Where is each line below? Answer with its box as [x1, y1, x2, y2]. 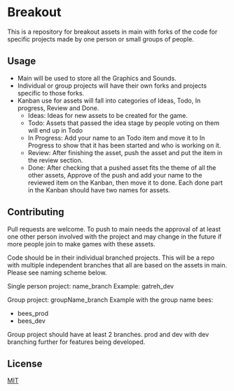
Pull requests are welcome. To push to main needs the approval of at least [7, 225, 221, 233]
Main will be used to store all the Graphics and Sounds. [17, 74, 177, 82]
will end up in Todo [27, 126, 83, 134]
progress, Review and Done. [17, 103, 99, 112]
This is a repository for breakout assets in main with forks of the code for [7, 27, 218, 36]
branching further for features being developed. [7, 338, 146, 346]
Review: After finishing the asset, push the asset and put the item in [27, 148, 223, 157]
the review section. [27, 156, 83, 164]
